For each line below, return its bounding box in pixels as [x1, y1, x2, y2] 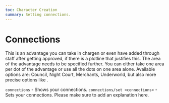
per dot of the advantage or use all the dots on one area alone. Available [5, 66, 155, 72]
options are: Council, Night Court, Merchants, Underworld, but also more [5, 71, 156, 78]
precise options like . [5, 77, 48, 83]
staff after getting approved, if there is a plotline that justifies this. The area [5, 56, 161, 62]
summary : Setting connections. [5, 12, 71, 17]
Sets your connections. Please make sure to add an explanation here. [5, 92, 149, 98]
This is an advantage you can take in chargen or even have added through [5, 50, 160, 56]
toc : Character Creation [5, 7, 58, 13]
